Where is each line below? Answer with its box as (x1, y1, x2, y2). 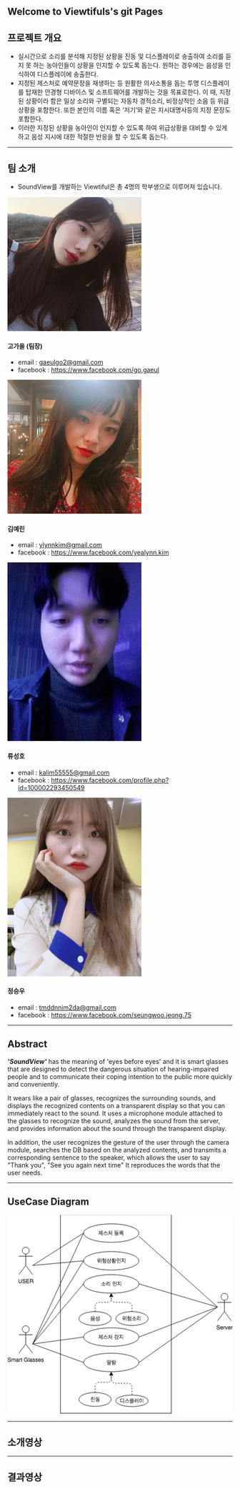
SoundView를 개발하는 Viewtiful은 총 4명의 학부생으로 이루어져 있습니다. (17, 182, 222, 191)
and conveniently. (7, 1080, 60, 1088)
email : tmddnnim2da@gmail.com (17, 1003, 116, 1012)
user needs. (7, 1168, 43, 1177)
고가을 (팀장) (7, 342, 43, 350)
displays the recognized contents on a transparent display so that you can (7, 1101, 226, 1110)
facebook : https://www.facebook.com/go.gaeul (17, 366, 159, 374)
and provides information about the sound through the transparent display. (7, 1124, 227, 1132)
